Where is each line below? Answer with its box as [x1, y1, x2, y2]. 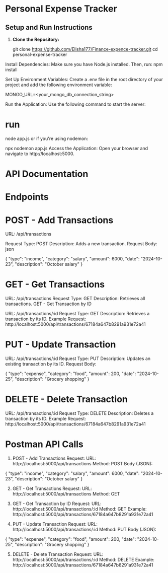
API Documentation [5, 168, 89, 180]
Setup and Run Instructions [5, 23, 93, 32]
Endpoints [5, 191, 49, 203]
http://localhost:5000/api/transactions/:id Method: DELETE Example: [12, 557, 154, 562]
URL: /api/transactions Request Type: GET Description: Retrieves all [5, 296, 145, 302]
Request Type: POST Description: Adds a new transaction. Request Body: [5, 241, 157, 247]
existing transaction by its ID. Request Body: [5, 361, 97, 367]
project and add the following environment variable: [5, 82, 112, 88]
